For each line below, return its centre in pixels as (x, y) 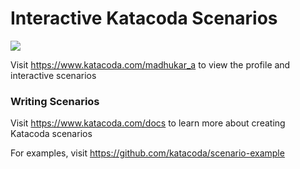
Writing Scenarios (55, 101)
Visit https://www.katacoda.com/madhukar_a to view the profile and (150, 64)
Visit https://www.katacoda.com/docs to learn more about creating (148, 123)
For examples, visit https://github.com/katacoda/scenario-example (147, 153)
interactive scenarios (53, 75)
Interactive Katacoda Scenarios (144, 18)
